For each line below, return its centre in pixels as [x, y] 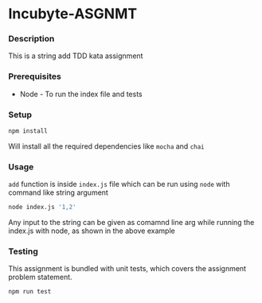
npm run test [30, 292]
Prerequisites [35, 76]
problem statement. [41, 277]
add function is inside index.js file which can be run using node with [119, 185]
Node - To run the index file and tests [81, 94]
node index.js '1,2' [43, 208]
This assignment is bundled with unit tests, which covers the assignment [127, 269]
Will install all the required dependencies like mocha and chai [106, 146]
